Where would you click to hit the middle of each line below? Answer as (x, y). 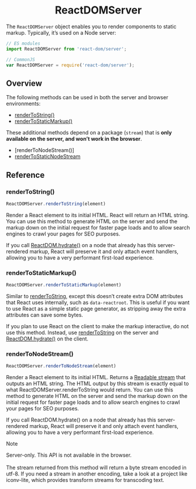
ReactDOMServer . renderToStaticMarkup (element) (64, 285)
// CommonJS (20, 59)
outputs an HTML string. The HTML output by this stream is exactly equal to (97, 384)
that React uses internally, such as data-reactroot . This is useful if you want (98, 302)
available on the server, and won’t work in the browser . (74, 139)
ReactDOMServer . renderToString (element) (56, 204)
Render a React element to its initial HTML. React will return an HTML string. (97, 215)
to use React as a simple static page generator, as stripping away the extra (96, 308)
